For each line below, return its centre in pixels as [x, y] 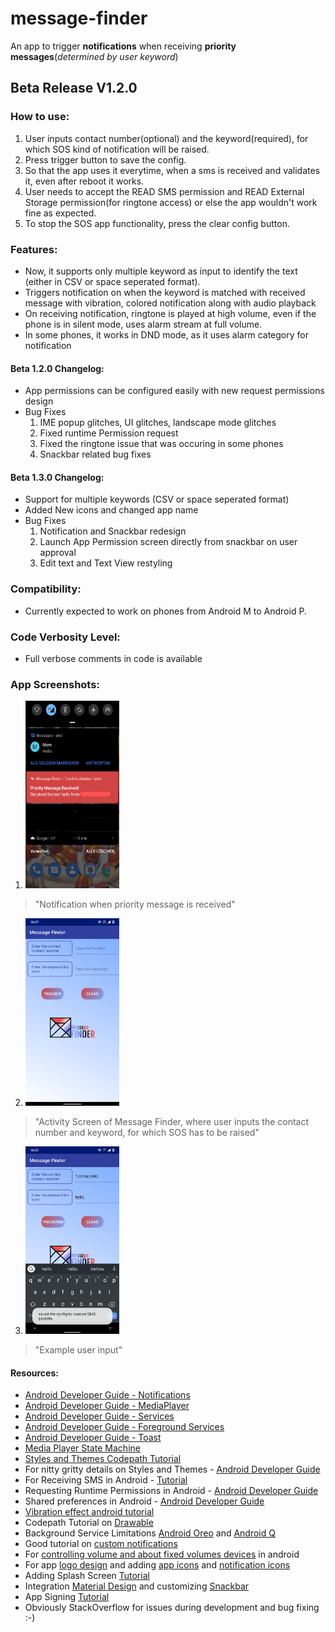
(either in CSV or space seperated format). [112, 281]
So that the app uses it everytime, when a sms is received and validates [172, 170]
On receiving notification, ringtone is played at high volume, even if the [170, 313]
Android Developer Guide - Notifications [107, 1395]
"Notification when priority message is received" [135, 904]
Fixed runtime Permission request [109, 433]
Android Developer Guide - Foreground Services [124, 1427]
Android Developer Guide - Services [99, 1416]
